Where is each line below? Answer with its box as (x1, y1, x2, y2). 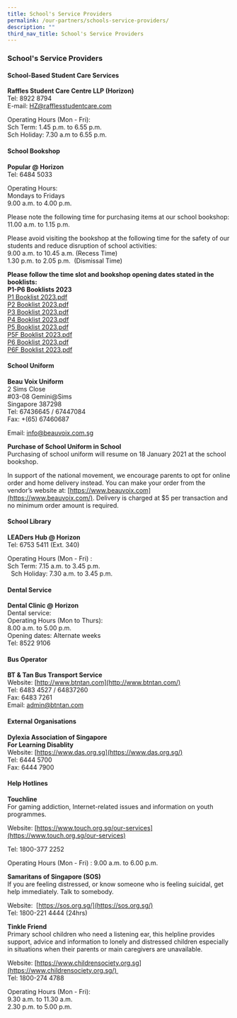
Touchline (7, 794, 37, 803)
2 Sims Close (7, 384, 46, 393)
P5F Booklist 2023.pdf (7, 330, 73, 338)
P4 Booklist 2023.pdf (7, 315, 69, 324)
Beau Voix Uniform (7, 377, 64, 386)
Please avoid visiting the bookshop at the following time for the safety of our (7, 234, 230, 242)
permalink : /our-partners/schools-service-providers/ (7, 17, 170, 24)
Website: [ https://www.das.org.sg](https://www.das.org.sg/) (7, 748, 183, 756)
